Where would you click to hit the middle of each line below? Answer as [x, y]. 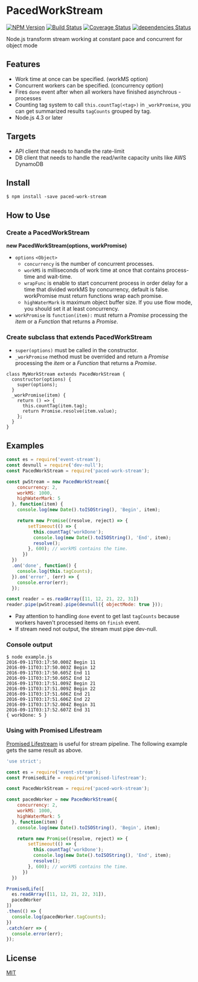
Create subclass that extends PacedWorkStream [79, 337]
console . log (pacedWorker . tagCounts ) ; [59, 917]
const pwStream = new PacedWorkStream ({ [58, 482]
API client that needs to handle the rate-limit [70, 151]
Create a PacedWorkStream [48, 232]
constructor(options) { [41, 380]
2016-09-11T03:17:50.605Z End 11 [48, 673]
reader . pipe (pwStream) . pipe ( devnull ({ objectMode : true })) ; [85, 605]
